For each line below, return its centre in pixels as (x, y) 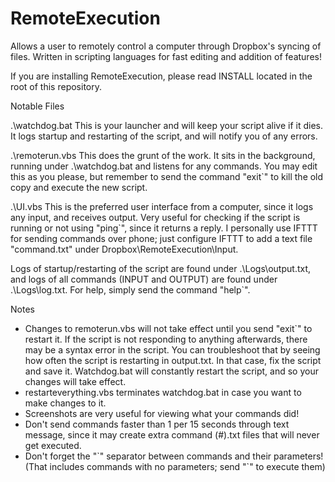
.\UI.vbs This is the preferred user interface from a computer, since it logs (162, 206)
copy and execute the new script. (79, 187)
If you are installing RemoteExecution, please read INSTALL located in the (161, 76)
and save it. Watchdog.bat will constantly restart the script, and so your (171, 371)
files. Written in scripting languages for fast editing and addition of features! (166, 56)
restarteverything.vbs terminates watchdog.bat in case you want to (163, 392)
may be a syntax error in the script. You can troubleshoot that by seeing (172, 349)
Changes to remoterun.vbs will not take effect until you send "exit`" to (168, 328)
